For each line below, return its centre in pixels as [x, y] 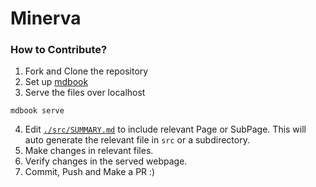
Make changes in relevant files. [89, 151]
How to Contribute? [59, 50]
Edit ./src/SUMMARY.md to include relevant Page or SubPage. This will [165, 129]
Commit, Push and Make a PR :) [90, 172]
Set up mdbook [56, 82]
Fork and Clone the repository [86, 71]
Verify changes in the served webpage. [106, 161]
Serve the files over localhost [85, 93]
